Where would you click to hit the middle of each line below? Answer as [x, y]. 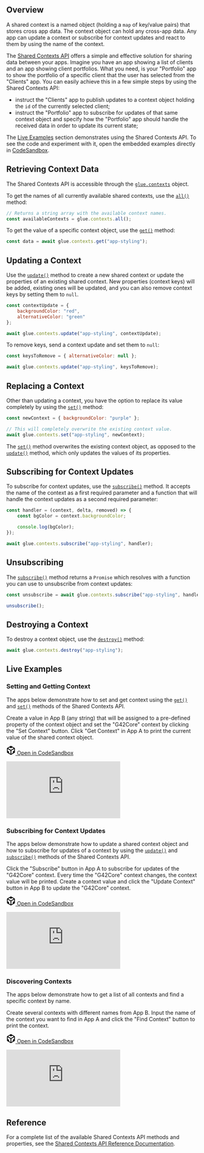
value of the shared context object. [50, 737]
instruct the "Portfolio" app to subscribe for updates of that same [96, 112]
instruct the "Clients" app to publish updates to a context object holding [105, 100]
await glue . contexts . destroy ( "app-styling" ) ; [65, 651]
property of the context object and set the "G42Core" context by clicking [98, 724]
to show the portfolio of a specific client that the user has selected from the [100, 75]
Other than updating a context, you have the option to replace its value [95, 401]
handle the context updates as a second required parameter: [82, 499]
